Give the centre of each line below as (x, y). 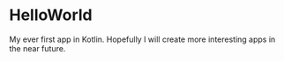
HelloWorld (51, 15)
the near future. (37, 48)
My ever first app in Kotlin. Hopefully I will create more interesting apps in (142, 39)
